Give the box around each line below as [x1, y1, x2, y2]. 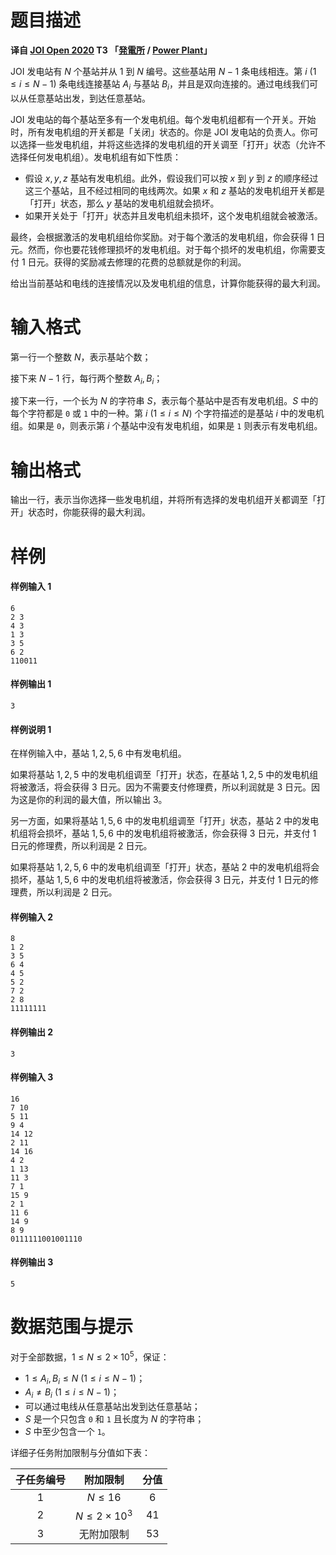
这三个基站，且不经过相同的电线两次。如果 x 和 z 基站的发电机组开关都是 [24, 184, 325, 196]
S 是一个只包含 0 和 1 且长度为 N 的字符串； [24, 1413, 205, 1425]
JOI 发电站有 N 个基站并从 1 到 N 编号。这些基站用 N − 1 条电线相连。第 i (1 [10, 65, 317, 77]
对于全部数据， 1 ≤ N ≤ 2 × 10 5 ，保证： [10, 1349, 170, 1363]
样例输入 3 [10, 1071, 54, 1083]
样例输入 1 [10, 581, 52, 593]
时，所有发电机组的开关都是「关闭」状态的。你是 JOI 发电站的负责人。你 [10, 126, 310, 138]
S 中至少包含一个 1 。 [24, 1426, 111, 1438]
